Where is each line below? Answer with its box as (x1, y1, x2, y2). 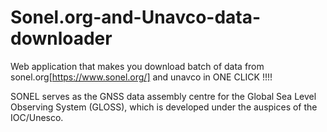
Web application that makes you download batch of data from (10, 60, 265, 72)
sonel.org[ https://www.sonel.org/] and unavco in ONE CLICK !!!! (10, 71, 273, 83)
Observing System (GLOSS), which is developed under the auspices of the (10, 101, 318, 113)
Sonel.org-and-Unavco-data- (10, 6, 262, 29)
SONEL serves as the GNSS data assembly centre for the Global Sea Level (10, 90, 317, 102)
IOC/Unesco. (10, 111, 64, 123)
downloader (10, 27, 113, 50)
